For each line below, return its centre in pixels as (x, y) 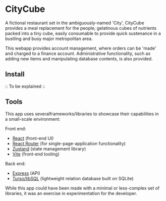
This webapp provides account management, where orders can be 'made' (81, 48)
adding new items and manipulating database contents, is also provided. (79, 58)
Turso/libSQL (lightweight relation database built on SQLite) (73, 178)
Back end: (15, 163)
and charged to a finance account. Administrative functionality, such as (78, 53)
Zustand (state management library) (49, 149)
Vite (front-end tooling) (36, 154)
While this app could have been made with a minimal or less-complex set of (82, 188)
